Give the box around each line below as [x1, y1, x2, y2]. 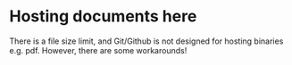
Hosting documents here [9, 6, 197, 27]
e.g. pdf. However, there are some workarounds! [9, 45, 188, 55]
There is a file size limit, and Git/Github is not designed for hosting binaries [9, 36, 284, 46]
